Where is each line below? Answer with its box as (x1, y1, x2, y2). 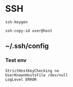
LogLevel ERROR (5, 77, 37, 82)
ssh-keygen (5, 19, 28, 24)
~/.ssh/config (5, 42, 49, 50)
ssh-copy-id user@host (5, 28, 52, 33)
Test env (5, 57, 26, 64)
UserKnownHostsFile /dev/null (5, 72, 68, 77)
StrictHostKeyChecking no (5, 68, 59, 73)
